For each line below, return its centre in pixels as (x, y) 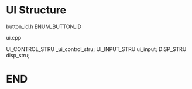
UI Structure (36, 10)
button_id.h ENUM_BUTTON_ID (44, 26)
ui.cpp (14, 37)
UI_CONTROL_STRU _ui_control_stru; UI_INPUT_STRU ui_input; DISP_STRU (96, 49)
